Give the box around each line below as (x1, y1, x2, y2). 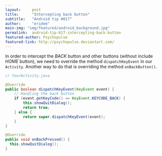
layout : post (5, 7, 41, 12)
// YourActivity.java (5, 73, 50, 78)
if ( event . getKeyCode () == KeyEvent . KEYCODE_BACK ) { (14, 96, 126, 101)
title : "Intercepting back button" (5, 12, 90, 17)
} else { (14, 109, 32, 114)
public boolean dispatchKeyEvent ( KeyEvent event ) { (5, 87, 114, 92)
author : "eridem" (5, 21, 50, 26)
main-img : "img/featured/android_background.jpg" (5, 26, 110, 31)
